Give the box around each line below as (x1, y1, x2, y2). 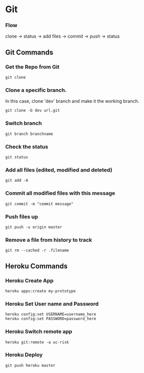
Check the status (5, 143, 48, 150)
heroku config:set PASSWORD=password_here (5, 317, 96, 322)
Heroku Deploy (5, 351, 43, 358)
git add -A (5, 178, 28, 183)
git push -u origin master (5, 224, 62, 229)
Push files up (5, 213, 38, 220)
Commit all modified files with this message (5, 190, 116, 197)
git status (5, 155, 28, 160)
